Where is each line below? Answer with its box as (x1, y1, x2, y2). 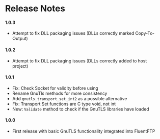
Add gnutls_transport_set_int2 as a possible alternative (12, 95, 128, 101)
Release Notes (5, 3, 65, 14)
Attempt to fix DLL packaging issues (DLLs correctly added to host (12, 57, 147, 64)
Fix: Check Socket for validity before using (12, 85, 99, 91)
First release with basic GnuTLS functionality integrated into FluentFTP (12, 128, 156, 134)
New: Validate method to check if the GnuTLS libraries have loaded (12, 106, 150, 112)
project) (12, 63, 28, 69)
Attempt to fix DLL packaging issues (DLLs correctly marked (12, 30, 134, 36)
